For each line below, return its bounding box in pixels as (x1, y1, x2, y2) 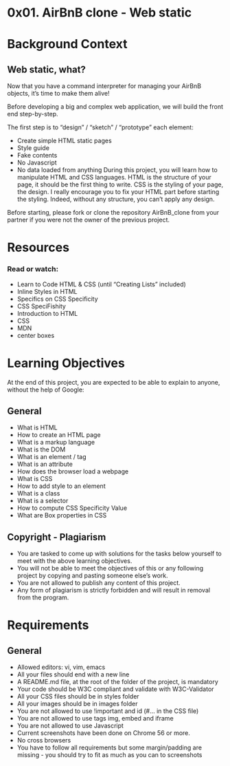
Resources (7, 240, 70, 255)
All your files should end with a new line (16, 670, 130, 679)
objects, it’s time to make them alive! (7, 89, 110, 98)
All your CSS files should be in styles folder (16, 692, 139, 701)
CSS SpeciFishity (16, 301, 67, 310)
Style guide (16, 144, 50, 152)
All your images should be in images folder (16, 700, 138, 708)
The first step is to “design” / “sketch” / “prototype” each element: (7, 123, 194, 131)
